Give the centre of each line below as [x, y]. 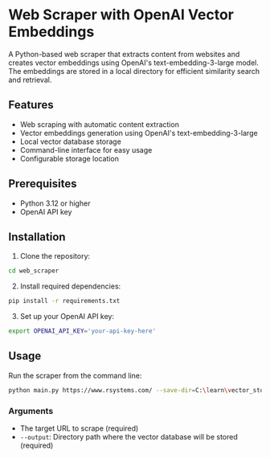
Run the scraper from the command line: [75, 375]
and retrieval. [30, 80]
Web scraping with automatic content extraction [99, 124]
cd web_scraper [34, 271]
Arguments [31, 411]
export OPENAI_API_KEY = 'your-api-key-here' [82, 331]
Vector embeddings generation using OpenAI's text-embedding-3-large [139, 133]
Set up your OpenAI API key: [67, 317]
